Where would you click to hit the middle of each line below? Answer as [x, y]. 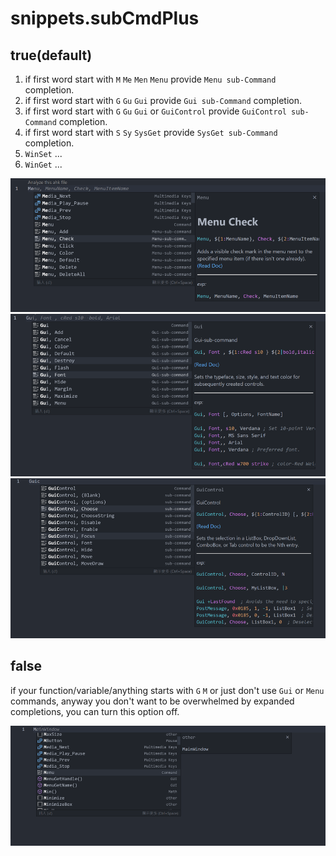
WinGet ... [43, 164]
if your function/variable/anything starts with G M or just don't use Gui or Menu [167, 690]
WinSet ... [43, 153]
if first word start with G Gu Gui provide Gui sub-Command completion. [163, 100]
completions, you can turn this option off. [95, 711]
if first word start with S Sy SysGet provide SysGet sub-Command [151, 132]
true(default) [51, 55]
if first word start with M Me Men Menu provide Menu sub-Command [150, 79]
